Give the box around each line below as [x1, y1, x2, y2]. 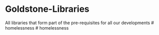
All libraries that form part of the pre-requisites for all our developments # [5, 20, 154, 26]
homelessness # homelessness [5, 25, 69, 31]
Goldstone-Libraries [5, 3, 90, 15]
